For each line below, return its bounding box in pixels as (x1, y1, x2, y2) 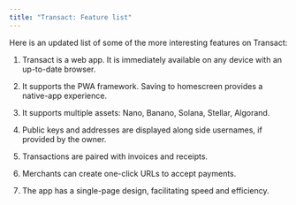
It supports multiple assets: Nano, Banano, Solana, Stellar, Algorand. (21, 107, 270, 118)
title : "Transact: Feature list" (9, 12, 133, 22)
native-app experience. (21, 90, 108, 101)
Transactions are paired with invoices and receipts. (21, 151, 209, 162)
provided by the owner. (21, 133, 107, 144)
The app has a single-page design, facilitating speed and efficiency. (21, 185, 269, 195)
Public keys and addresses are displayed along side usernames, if (21, 125, 262, 135)
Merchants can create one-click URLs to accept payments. (21, 168, 237, 178)
